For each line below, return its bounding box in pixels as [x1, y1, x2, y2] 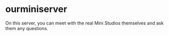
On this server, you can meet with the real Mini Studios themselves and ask [5, 20, 164, 26]
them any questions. [5, 25, 49, 31]
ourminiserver [5, 3, 68, 15]
